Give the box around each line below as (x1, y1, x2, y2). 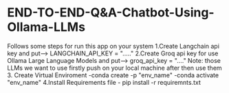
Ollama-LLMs (7, 19, 86, 35)
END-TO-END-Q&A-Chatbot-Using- (7, 5, 215, 21)
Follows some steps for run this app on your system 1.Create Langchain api (7, 42, 220, 50)
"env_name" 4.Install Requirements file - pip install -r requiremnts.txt (7, 78, 201, 86)
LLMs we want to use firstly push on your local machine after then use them (7, 64, 222, 72)
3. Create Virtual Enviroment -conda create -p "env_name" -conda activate (7, 70, 219, 79)
